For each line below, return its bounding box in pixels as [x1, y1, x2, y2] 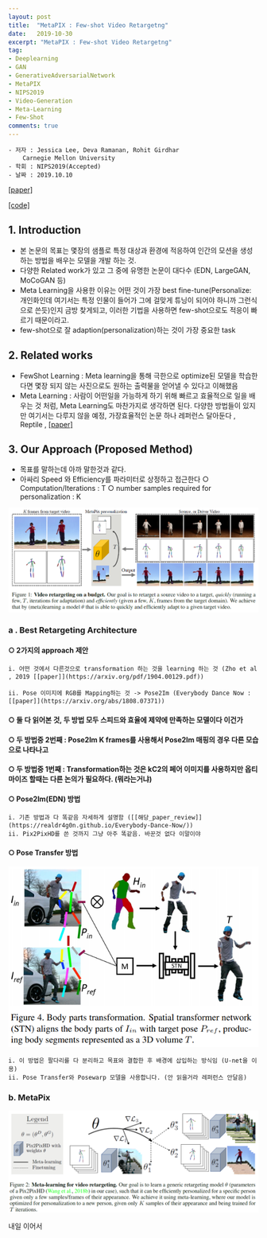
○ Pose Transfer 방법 [8, 848, 79, 858]
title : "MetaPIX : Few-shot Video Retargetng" [8, 21, 169, 29]
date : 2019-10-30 [8, 29, 73, 37]
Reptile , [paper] [19, 419, 73, 429]
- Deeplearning [8, 55, 59, 63]
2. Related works [8, 348, 93, 362]
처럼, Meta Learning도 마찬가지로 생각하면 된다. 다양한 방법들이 [43, 400, 241, 410]
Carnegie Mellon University [22, 154, 115, 162]
